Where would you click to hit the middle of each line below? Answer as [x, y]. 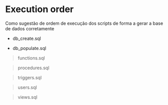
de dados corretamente [30, 28]
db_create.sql [27, 38]
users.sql [27, 87]
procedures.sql [33, 68]
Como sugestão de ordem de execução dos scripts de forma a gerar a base [84, 23]
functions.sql [31, 58]
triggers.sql [30, 77]
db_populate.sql [29, 48]
